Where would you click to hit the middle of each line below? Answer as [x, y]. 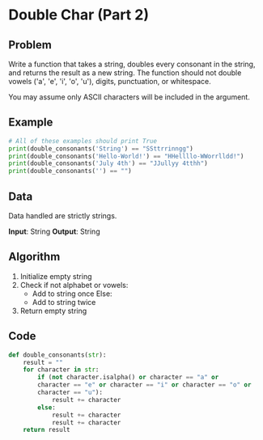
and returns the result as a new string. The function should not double [125, 73]
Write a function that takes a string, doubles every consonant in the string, [132, 64]
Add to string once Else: [72, 294]
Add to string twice [64, 302]
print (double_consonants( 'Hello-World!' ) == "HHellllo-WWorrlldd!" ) [126, 156]
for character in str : [61, 370]
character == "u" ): [70, 392]
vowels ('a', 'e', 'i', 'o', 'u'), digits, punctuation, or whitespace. [110, 81]
